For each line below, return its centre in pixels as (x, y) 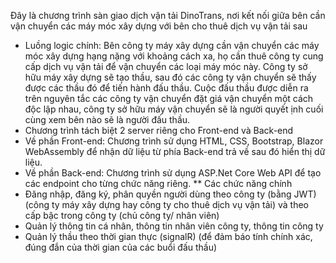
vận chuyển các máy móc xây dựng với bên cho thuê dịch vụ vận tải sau (159, 26)
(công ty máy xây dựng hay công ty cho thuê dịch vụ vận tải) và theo (166, 204)
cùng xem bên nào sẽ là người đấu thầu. (107, 119)
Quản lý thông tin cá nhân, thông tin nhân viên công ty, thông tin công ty (174, 226)
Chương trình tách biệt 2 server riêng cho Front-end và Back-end (159, 130)
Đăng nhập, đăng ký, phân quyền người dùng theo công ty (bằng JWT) (170, 194)
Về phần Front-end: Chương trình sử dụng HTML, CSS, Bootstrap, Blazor (174, 141)
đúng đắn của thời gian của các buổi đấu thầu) (121, 247)
